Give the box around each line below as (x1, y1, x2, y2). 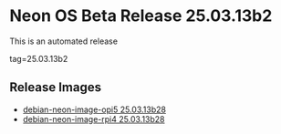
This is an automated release (9, 36, 119, 46)
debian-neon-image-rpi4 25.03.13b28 (22, 113, 165, 124)
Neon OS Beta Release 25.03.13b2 (9, 5, 273, 26)
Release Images (9, 79, 102, 96)
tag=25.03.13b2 (9, 53, 68, 64)
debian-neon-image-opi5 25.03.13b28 (22, 104, 167, 115)
